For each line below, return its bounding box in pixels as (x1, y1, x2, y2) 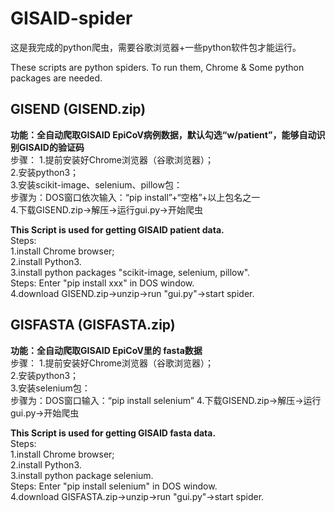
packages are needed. (10, 72, 103, 84)
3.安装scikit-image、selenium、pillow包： (10, 178, 183, 191)
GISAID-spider (10, 7, 133, 30)
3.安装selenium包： (10, 382, 91, 394)
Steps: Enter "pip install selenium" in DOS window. (10, 480, 218, 492)
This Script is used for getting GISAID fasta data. (10, 427, 217, 439)
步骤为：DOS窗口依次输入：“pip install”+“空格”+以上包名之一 (10, 191, 261, 203)
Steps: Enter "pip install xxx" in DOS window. (10, 277, 195, 289)
